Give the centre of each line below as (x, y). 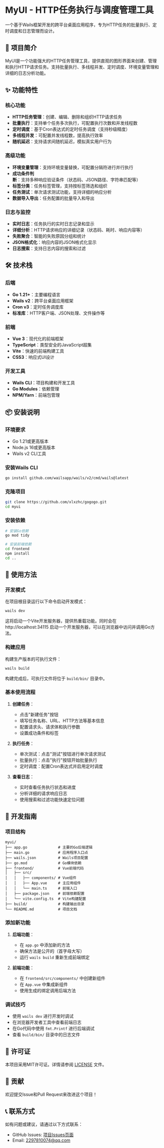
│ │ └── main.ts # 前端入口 (41, 888)
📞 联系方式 (20, 1111)
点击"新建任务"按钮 (39, 714)
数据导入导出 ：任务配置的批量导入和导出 (53, 198)
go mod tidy (17, 535)
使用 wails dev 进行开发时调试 (43, 1016)
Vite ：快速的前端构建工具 (38, 351)
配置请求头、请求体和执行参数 (50, 727)
